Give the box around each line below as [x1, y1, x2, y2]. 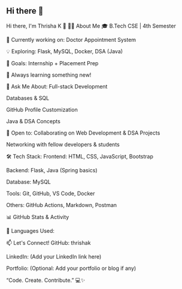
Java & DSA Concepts [6, 117, 61, 124]
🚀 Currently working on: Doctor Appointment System [6, 36, 136, 43]
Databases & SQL [6, 94, 50, 102]
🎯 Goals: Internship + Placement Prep [6, 59, 99, 66]
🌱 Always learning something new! [6, 71, 92, 78]
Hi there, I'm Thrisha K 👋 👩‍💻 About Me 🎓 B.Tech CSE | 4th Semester [6, 22, 177, 29]
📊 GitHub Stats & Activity [6, 213, 69, 220]
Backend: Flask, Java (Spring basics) [6, 166, 98, 174]
